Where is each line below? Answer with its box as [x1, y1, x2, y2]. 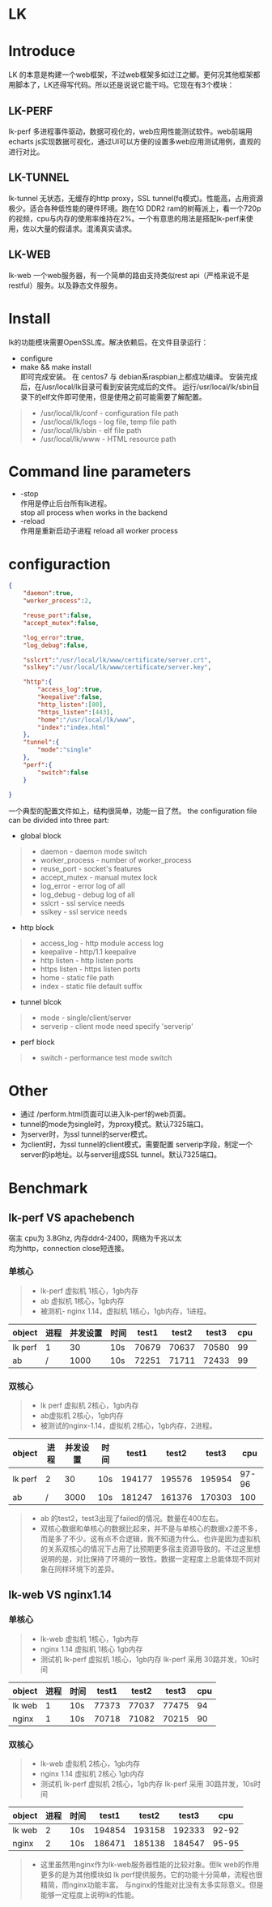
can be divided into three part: [8, 816, 109, 825]
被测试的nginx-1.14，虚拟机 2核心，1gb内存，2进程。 [40, 1421, 217, 1430]
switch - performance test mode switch [40, 1053, 172, 1063]
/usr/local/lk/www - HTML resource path [40, 434, 176, 444]
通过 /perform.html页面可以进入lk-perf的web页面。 [19, 1109, 190, 1119]
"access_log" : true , [37, 686, 104, 694]
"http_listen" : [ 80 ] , [37, 701, 107, 709]
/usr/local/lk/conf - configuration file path [40, 408, 179, 418]
